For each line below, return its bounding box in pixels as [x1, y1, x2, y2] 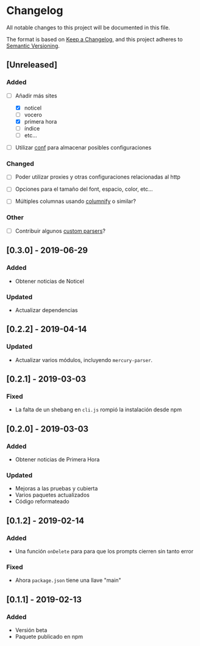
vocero [24, 111, 43, 118]
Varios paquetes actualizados [15, 491, 90, 499]
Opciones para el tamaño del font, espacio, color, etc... [15, 185, 154, 193]
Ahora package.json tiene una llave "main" [15, 577, 121, 584]
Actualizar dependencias [15, 306, 78, 314]
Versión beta [15, 626, 48, 634]
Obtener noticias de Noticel [15, 277, 84, 285]
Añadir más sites [15, 92, 57, 99]
